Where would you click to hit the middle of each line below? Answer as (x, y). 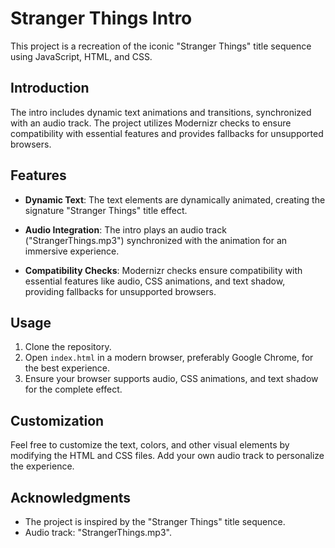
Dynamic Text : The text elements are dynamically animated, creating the (175, 199)
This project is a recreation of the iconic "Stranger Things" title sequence (161, 46)
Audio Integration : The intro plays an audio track (125, 229)
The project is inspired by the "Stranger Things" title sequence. (155, 521)
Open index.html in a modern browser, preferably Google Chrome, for (169, 358)
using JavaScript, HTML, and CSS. (81, 56)
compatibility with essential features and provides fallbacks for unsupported (167, 133)
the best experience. (67, 368)
